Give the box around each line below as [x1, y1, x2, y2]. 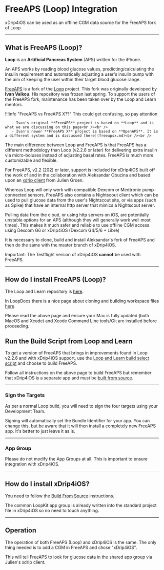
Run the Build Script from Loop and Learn [5, 337, 133, 345]
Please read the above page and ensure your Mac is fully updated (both [5, 312, 150, 318]
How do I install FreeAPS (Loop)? [5, 275, 106, 284]
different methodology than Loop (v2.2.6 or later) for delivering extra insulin [5, 147, 157, 153]
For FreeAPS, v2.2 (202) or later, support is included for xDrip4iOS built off [5, 167, 155, 173]
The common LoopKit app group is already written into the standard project [5, 502, 157, 508]
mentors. [5, 101, 23, 107]
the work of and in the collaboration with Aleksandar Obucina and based [5, 172, 151, 178]
